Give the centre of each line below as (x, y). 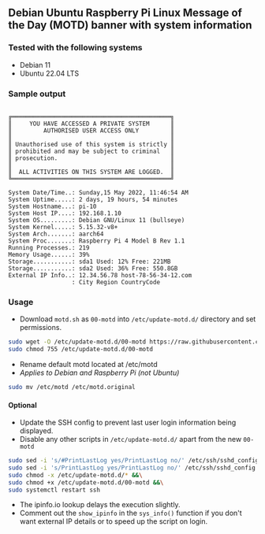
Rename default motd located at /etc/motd (88, 365)
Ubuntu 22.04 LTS (49, 73)
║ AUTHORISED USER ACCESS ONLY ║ (91, 130)
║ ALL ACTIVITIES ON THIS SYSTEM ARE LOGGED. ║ (91, 172)
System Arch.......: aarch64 (56, 234)
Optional (22, 405)
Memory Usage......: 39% (49, 254)
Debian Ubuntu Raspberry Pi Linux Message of (125, 13)
